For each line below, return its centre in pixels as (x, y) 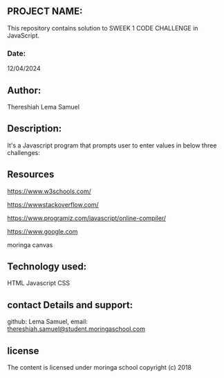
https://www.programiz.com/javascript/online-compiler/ (87, 218)
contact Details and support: (70, 305)
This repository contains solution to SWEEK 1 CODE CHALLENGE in (103, 28)
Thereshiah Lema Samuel (43, 107)
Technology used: (47, 266)
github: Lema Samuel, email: (47, 322)
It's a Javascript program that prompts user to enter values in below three (112, 145)
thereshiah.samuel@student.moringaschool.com (76, 329)
